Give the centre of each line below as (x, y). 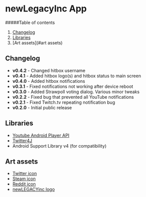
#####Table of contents (30, 22)
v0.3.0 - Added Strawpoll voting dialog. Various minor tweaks (76, 92)
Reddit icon (24, 184)
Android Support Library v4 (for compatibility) (59, 146)
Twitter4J (22, 141)
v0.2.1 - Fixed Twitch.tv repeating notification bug (64, 102)
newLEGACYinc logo (33, 190)
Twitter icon (25, 174)
